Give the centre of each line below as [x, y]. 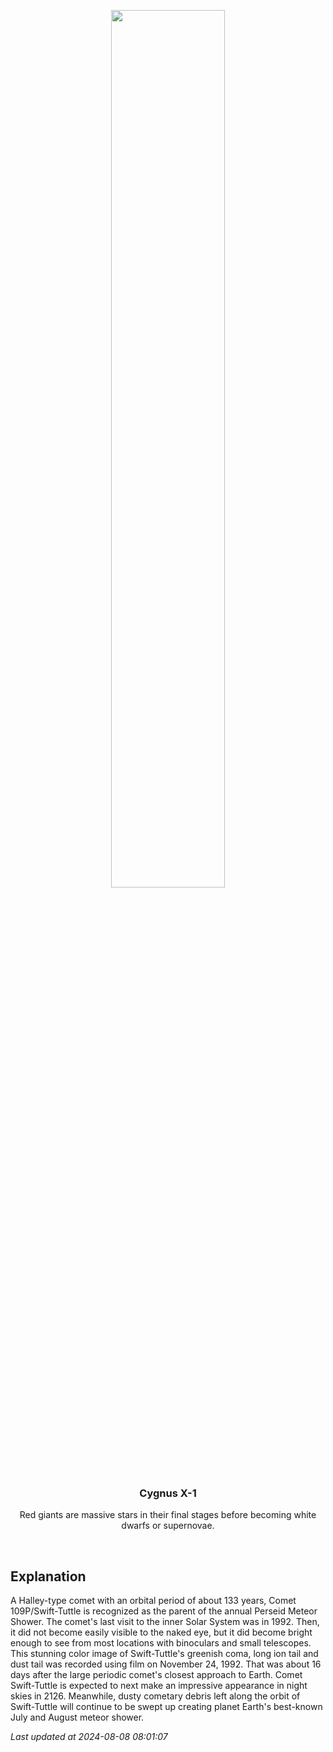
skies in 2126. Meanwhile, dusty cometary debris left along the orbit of [155, 1696]
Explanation [48, 1576]
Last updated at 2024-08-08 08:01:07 [89, 1737]
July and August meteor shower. [77, 1717]
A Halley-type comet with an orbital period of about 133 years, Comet [153, 1601]
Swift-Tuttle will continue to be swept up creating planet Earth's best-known [166, 1707]
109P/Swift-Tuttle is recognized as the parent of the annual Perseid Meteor [164, 1611]
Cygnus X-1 [168, 1493]
